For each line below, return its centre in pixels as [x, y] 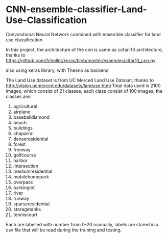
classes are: [18, 96]
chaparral [23, 133]
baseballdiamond [31, 117]
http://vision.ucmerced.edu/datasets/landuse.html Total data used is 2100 [83, 86]
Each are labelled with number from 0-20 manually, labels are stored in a [82, 224]
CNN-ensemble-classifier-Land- [77, 9]
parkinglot [24, 188]
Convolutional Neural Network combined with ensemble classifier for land [83, 34]
